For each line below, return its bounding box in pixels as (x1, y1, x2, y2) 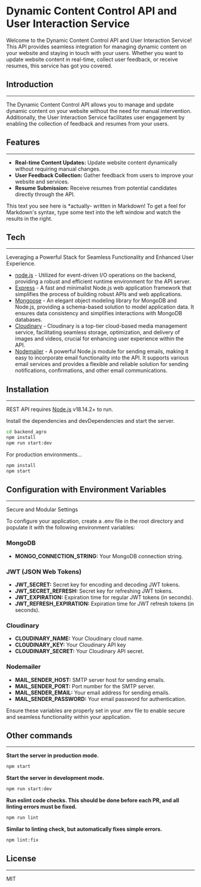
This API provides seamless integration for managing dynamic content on (6, 43, 187, 50)
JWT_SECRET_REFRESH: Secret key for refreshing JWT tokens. (14, 587, 173, 595)
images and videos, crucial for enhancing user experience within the (14, 335, 184, 342)
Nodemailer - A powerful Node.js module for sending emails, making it (14, 348, 188, 355)
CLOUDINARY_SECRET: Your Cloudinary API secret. (14, 648, 145, 655)
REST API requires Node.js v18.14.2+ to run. (6, 406, 114, 413)
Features (6, 138, 40, 148)
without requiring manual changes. (14, 165, 101, 172)
